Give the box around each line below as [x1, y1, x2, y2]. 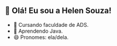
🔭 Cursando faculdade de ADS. [13, 21, 89, 28]
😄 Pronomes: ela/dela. [13, 33, 69, 41]
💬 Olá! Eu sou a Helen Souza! [5, 6, 112, 16]
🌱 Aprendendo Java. [13, 27, 63, 34]
